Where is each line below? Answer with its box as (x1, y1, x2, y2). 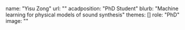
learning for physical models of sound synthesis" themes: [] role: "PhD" (5, 11, 180, 18)
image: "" (5, 18, 29, 24)
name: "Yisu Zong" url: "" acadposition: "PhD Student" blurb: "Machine (5, 5, 178, 12)
